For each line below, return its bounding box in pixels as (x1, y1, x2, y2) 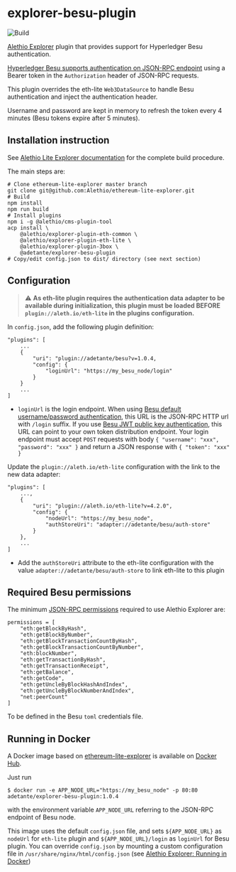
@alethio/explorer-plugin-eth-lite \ (20, 237, 132, 244)
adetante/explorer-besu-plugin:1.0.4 (7, 793, 119, 800)
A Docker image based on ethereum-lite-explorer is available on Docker (7, 752, 218, 760)
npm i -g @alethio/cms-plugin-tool (7, 218, 113, 225)
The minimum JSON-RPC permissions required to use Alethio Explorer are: (7, 605, 225, 614)
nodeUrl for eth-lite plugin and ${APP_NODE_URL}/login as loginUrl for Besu (7, 834, 230, 843)
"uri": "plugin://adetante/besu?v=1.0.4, (33, 355, 157, 362)
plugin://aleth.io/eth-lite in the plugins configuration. (24, 308, 195, 317)
